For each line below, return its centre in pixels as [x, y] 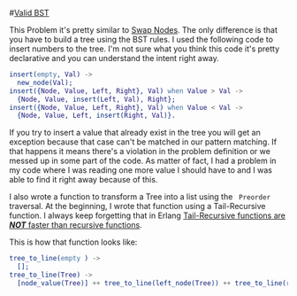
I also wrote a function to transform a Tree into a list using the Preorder [140, 197]
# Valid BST [30, 13]
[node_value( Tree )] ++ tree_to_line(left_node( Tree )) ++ [124, 283]
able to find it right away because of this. [84, 180]
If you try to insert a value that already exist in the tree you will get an [135, 133]
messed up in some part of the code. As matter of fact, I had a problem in [143, 161]
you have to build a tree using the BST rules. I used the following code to [141, 39]
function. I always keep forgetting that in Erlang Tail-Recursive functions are [147, 215]
